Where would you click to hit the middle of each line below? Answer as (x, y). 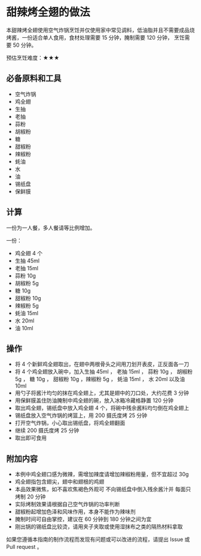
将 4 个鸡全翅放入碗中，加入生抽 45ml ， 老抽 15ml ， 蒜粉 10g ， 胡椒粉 (103, 371)
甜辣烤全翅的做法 (48, 12)
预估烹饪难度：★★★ (33, 58)
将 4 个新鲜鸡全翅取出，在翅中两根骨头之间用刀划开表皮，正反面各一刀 (102, 364)
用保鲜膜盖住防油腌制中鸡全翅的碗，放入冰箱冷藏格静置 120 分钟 (94, 401)
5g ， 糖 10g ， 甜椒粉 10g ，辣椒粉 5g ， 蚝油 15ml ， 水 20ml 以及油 (100, 379)
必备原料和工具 (34, 78)
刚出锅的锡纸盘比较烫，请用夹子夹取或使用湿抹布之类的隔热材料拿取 (99, 527)
